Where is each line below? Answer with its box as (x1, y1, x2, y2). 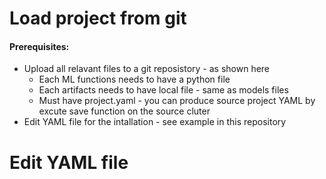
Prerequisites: (9, 40, 70, 52)
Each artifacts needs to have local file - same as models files (38, 84, 289, 96)
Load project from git (9, 7, 187, 30)
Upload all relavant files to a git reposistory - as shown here (23, 63, 271, 75)
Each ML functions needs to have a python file (38, 73, 231, 86)
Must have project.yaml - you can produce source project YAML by (38, 95, 316, 107)
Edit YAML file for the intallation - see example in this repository (23, 116, 287, 128)
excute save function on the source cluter (38, 105, 211, 117)
